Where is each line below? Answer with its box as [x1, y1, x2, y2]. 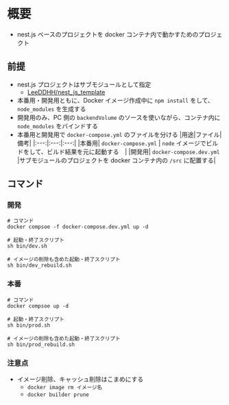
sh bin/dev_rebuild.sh [7, 262, 72, 269]
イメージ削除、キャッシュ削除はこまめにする [16, 375, 144, 384]
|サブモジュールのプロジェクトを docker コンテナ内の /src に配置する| [16, 156, 216, 164]
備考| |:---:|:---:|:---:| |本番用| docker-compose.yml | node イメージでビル [16, 138, 219, 147]
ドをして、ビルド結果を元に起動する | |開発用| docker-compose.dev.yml [16, 147, 221, 156]
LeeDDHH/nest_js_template [27, 88, 106, 96]
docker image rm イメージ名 [27, 384, 103, 391]
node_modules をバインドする [16, 121, 98, 130]
